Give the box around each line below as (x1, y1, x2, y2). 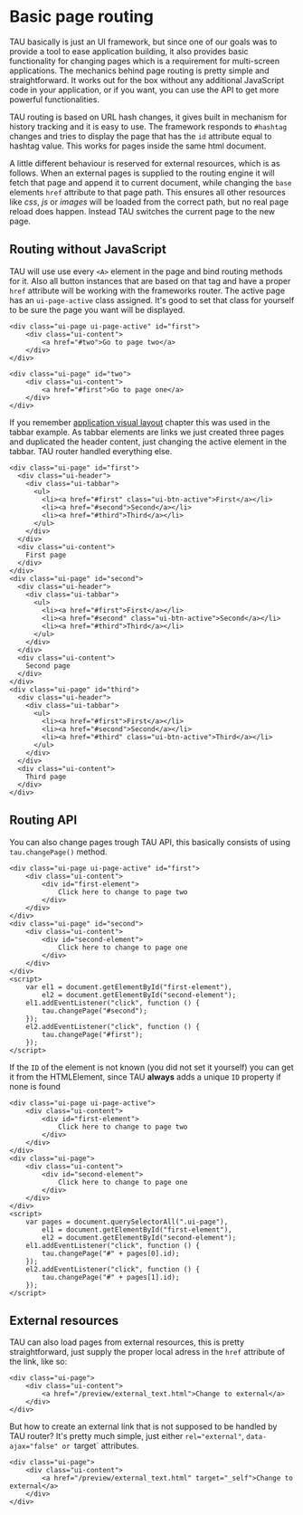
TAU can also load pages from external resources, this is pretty (9, 1337, 245, 1348)
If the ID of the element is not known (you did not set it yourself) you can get (9, 1062, 294, 1072)
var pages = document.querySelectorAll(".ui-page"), (25, 1217, 229, 1226)
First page (25, 550, 67, 559)
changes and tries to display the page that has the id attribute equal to (9, 130, 272, 141)
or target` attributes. (62, 1441, 139, 1452)
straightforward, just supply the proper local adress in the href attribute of (9, 1347, 285, 1358)
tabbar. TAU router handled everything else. (9, 445, 173, 456)
